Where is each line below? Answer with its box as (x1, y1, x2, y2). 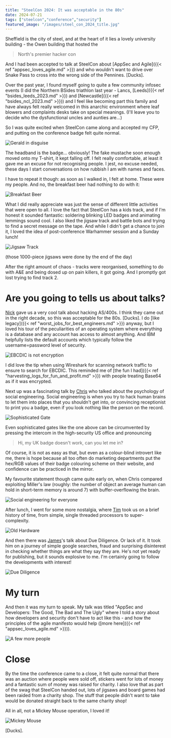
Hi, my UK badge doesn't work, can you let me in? (17, 440, 124, 446)
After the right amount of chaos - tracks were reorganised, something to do (5, 264, 164, 270)
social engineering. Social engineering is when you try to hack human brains (5, 394, 166, 400)
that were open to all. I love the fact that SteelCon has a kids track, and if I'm (5, 207, 166, 213)
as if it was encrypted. (5, 378, 52, 385)
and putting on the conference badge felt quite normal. (5, 130, 121, 136)
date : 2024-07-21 (5, 12, 42, 17)
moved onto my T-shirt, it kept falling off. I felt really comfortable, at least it (5, 155, 162, 161)
